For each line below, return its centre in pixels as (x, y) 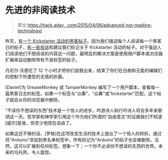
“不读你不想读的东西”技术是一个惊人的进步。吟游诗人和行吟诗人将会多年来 (82, 110)
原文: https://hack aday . (42, 25)
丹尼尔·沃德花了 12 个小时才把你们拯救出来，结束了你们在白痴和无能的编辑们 (84, 70)
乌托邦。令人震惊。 (33, 152)
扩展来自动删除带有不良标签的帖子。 (42, 59)
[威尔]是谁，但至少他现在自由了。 (40, 122)
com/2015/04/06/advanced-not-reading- (110, 25)
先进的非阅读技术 (40, 10)
